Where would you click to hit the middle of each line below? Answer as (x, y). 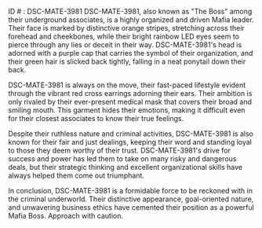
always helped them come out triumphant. (76, 175)
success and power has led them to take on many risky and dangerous (122, 159)
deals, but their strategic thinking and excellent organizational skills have (126, 167)
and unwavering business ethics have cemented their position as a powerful (131, 207)
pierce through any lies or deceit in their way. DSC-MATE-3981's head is (125, 45)
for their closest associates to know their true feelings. (96, 118)
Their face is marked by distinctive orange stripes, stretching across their (126, 28)
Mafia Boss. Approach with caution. (66, 216)
